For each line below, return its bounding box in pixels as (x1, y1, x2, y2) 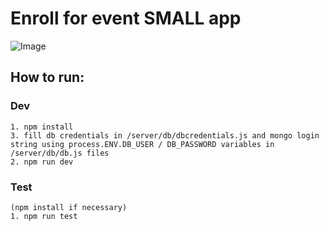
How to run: (10, 69, 85, 86)
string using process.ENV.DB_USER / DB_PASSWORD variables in (10, 139, 275, 149)
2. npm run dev (10, 157, 74, 167)
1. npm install (10, 122, 74, 132)
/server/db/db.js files (10, 148, 110, 158)
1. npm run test (10, 211, 78, 221)
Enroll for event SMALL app (10, 7, 242, 30)
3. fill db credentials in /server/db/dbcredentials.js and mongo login (10, 130, 320, 141)
